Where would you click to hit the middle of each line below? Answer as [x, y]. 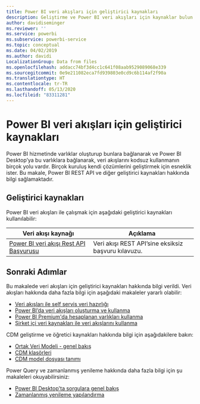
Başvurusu [24, 251]
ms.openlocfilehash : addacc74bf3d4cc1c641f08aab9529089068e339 [86, 67]
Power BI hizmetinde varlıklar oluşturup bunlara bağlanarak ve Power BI [94, 153]
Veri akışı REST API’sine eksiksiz [138, 243]
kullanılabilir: [21, 218]
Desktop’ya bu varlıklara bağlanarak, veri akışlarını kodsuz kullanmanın [93, 160]
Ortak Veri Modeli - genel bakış [53, 346]
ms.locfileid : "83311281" [38, 95]
